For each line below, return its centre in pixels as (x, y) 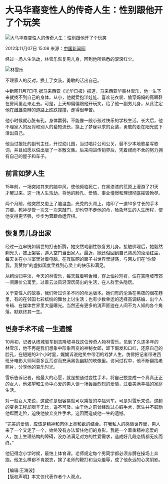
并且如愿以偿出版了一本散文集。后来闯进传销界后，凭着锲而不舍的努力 (86, 150)
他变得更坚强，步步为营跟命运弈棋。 (42, 216)
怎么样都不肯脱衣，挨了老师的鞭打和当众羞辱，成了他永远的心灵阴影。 (90, 460)
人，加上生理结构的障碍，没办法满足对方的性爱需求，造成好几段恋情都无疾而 (84, 436)
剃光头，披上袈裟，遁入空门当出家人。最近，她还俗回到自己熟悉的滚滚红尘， (84, 253)
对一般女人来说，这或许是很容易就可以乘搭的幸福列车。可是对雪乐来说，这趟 (84, 401)
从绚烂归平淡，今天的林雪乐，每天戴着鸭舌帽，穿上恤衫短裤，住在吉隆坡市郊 (84, 276)
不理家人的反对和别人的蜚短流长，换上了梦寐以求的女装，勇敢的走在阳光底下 (84, 126)
